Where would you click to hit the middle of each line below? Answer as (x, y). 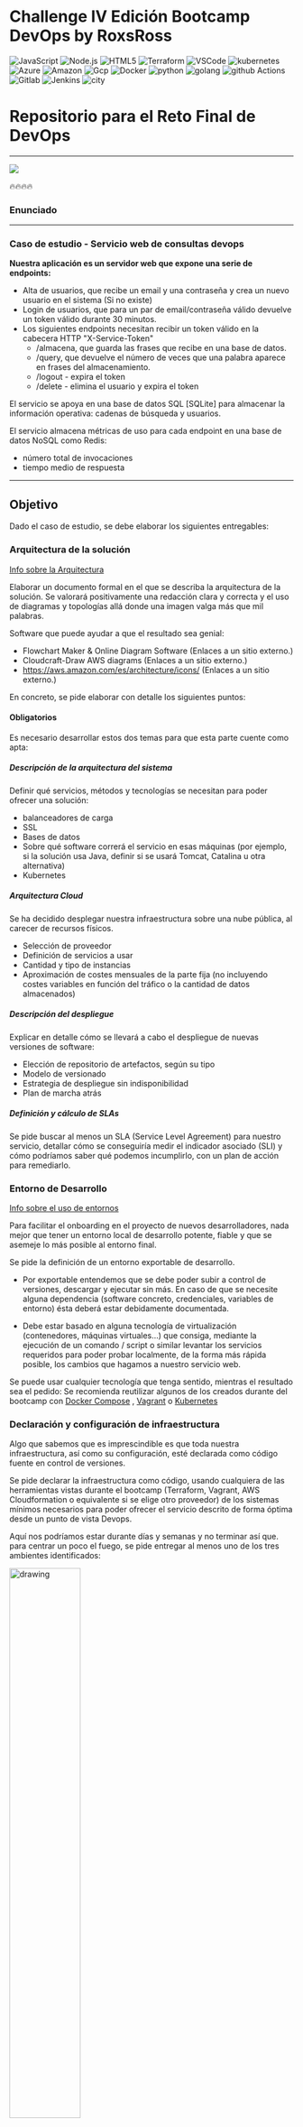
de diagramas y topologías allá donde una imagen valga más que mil (137, 606)
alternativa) (44, 865)
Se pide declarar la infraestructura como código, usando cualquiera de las (147, 1481)
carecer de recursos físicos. (62, 928)
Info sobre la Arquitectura (57, 569)
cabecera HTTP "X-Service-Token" (88, 338)
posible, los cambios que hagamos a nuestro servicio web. (132, 1364)
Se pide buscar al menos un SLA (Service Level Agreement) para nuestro (145, 1136)
